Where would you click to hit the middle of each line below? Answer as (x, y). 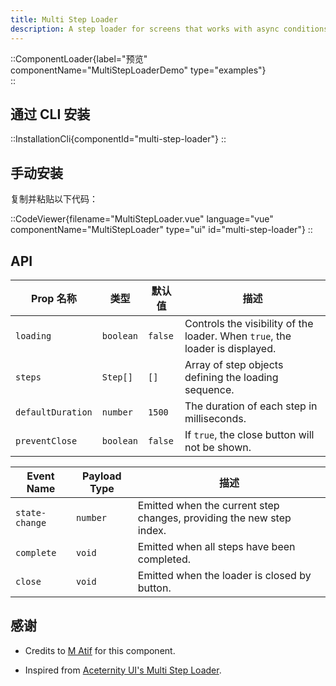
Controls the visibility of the (249, 323)
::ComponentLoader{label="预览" (79, 58)
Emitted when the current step (208, 505)
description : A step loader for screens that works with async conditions (169, 29)
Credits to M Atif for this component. (100, 650)
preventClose (46, 440)
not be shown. (218, 447)
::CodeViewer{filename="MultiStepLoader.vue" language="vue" (142, 219)
